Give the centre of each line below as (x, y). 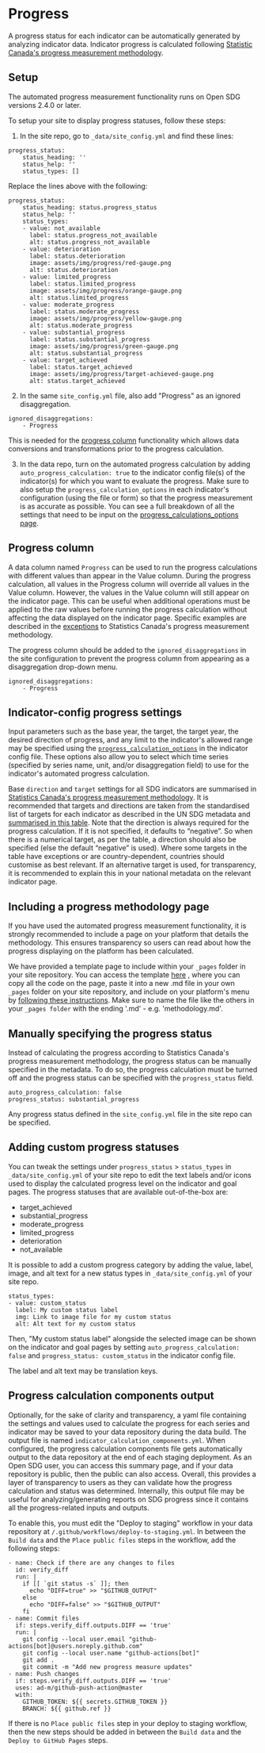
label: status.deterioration (77, 256)
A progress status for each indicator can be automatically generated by (124, 36)
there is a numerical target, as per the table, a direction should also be (122, 840)
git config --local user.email (74, 1639)
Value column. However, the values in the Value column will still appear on (129, 593)
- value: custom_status (47, 1303)
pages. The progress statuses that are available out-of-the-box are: (118, 1191)
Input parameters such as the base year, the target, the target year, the (123, 731)
